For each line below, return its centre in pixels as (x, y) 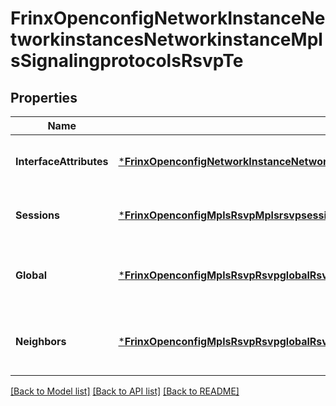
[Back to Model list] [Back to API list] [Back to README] (125, 391)
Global (31, 275)
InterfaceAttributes (62, 161)
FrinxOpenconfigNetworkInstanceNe (168, 18)
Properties (44, 97)
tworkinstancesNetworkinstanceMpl (166, 39)
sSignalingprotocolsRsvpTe (127, 61)
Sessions (37, 215)
